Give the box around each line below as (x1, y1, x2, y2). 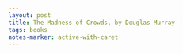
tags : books (8, 26, 48, 34)
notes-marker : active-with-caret (8, 33, 119, 41)
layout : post (8, 11, 51, 19)
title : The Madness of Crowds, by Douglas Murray (8, 19, 176, 26)
